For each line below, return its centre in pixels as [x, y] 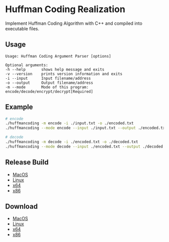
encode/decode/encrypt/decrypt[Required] [49, 91]
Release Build [27, 162]
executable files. [22, 28]
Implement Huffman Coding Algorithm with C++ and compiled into [74, 23]
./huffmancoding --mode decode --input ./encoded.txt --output [73, 147]
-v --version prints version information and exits [64, 74]
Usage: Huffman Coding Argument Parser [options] [58, 56]
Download [21, 206]
